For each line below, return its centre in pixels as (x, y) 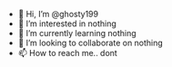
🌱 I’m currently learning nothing (77, 33)
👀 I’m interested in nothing (67, 24)
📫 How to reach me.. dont (68, 53)
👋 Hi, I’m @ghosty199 (58, 14)
